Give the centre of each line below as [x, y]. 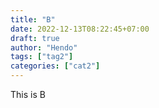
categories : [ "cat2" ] [55, 66]
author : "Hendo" [44, 47]
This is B [28, 94]
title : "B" [33, 19]
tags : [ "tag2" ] [42, 57]
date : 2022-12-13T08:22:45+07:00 [80, 29]
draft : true [35, 38]
